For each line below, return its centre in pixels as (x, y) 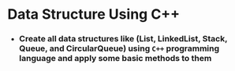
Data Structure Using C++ (94, 14)
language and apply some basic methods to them (115, 59)
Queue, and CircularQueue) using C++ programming (119, 48)
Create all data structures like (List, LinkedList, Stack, (123, 39)
